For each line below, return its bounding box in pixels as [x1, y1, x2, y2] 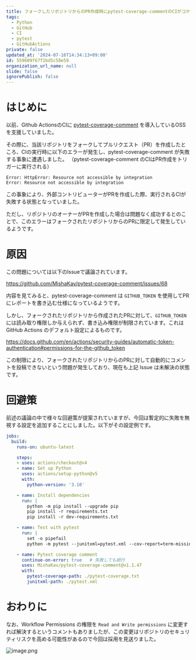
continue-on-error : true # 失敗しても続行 [21, 557, 125, 563]
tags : [6, 14, 19, 20]
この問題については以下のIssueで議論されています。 [6, 269, 131, 275]
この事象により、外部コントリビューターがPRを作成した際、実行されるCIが [6, 191, 187, 198]
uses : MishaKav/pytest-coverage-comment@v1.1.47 [21, 562, 142, 568]
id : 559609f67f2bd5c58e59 [6, 57, 69, 63]
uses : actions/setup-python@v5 [21, 471, 98, 477]
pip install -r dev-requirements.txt [27, 514, 118, 520]
